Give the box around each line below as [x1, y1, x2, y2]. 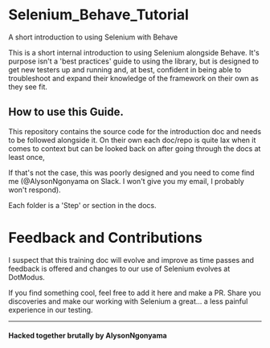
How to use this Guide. [8, 105, 125, 119]
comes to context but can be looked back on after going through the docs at [8, 143, 261, 154]
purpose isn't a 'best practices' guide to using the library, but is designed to [8, 56, 260, 66]
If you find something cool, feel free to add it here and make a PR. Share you [8, 288, 261, 297]
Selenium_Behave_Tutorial [8, 6, 189, 24]
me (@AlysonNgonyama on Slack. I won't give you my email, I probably [8, 176, 245, 186]
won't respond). [8, 185, 62, 194]
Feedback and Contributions [8, 228, 203, 247]
